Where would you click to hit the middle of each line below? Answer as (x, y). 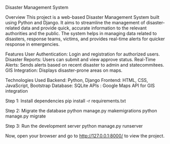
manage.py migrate (26, 116)
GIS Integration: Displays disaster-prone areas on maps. (64, 70)
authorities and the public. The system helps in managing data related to (81, 33)
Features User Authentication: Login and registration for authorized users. (83, 54)
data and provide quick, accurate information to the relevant (84, 28)
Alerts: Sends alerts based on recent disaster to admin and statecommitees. (85, 65)
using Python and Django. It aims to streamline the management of (75, 23)
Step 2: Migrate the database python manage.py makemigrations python (81, 111)
